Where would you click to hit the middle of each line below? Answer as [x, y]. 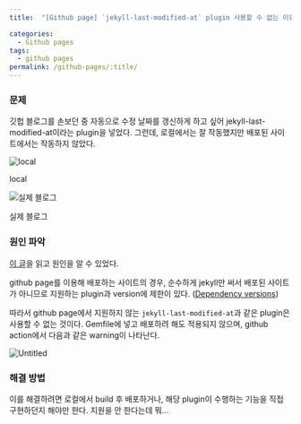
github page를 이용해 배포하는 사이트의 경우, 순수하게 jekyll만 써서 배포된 [138, 282]
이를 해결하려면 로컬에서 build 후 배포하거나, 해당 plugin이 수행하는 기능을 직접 [146, 399]
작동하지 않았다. [68, 143]
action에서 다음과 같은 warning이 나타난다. [85, 335]
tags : [19, 50]
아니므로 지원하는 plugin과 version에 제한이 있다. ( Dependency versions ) [149, 293]
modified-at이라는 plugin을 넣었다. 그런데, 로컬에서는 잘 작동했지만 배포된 [139, 133]
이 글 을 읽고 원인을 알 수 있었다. [64, 263]
